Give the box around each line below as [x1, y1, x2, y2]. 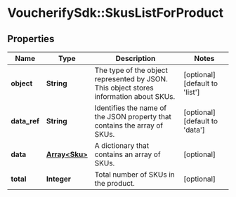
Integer [46, 174, 72, 184]
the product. [94, 179, 136, 188]
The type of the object [94, 65, 169, 75]
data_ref [11, 116, 40, 125]
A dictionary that [94, 141, 150, 150]
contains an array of [94, 149, 161, 159]
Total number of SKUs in [94, 170, 176, 179]
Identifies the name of [94, 103, 167, 113]
